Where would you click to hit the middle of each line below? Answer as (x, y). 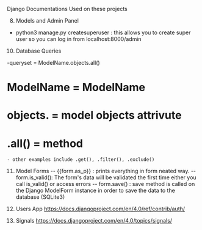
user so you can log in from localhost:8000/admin (79, 39)
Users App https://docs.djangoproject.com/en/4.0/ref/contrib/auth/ (100, 209)
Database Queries (38, 51)
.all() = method (45, 143)
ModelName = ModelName (76, 87)
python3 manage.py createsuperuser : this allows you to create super (103, 32)
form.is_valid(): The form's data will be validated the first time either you (106, 177)
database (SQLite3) (40, 197)
